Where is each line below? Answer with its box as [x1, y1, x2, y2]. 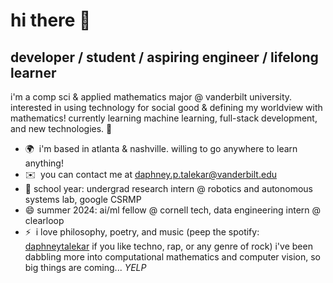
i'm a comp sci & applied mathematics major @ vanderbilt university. [10, 91, 293, 103]
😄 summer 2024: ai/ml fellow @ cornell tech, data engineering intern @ [24, 204, 322, 216]
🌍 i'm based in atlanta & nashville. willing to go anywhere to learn [24, 143, 298, 154]
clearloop [24, 215, 65, 226]
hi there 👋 [10, 9, 92, 32]
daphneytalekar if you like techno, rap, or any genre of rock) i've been [24, 240, 313, 252]
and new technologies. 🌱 [10, 123, 113, 134]
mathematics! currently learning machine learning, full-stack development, [10, 112, 318, 124]
